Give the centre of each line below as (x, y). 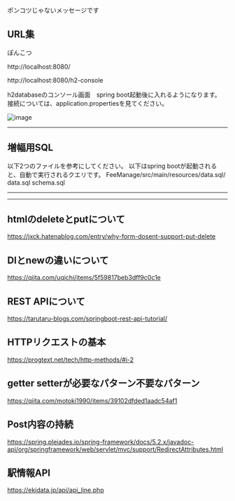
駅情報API (29, 473)
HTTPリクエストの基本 (57, 343)
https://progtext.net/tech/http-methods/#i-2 (71, 360)
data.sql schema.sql (36, 182)
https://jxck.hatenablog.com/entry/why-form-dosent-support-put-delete (112, 237)
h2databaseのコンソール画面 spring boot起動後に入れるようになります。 (114, 94)
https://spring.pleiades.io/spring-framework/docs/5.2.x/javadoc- (101, 442)
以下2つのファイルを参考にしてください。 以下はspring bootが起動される (112, 166)
